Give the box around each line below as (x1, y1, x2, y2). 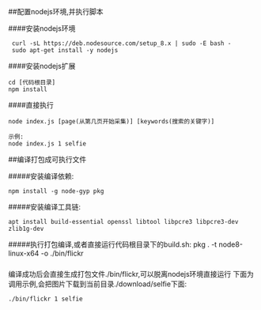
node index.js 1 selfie (8, 140, 87, 148)
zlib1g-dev (8, 225, 44, 232)
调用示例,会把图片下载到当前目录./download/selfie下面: (8, 279, 187, 289)
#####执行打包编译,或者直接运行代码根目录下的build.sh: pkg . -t (8, 240, 217, 249)
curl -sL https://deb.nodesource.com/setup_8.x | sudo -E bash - (11, 40, 232, 47)
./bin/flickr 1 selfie (8, 295, 83, 303)
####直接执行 (8, 100, 54, 109)
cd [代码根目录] (8, 78, 56, 86)
